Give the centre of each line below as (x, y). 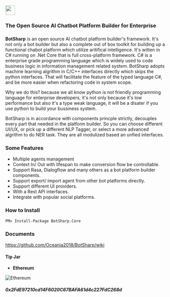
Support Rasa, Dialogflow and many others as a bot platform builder (84, 170)
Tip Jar (13, 257)
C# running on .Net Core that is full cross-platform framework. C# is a (79, 55)
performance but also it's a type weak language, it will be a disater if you (82, 103)
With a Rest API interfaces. (41, 192)
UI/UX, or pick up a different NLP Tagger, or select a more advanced (77, 129)
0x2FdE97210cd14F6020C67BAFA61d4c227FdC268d (64, 289)
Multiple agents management (43, 159)
